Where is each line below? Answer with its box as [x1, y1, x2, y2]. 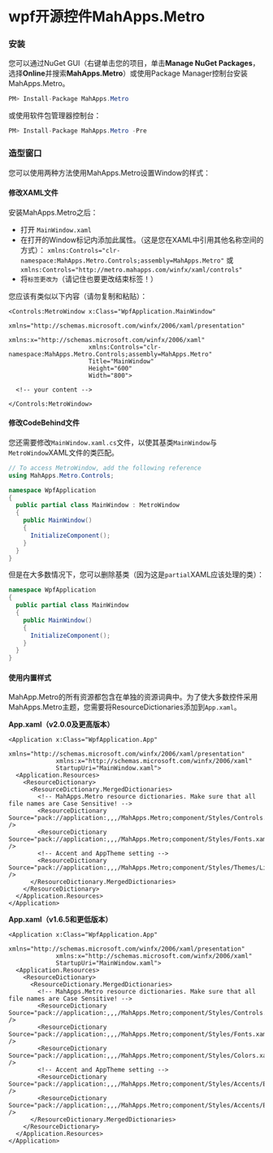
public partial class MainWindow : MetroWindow [15, 501, 180, 509]
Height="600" [88, 364, 132, 372]
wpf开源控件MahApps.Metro [8, 7, 206, 26]
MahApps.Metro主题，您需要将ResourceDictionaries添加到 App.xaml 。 [8, 702, 241, 712]
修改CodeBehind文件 [8, 418, 80, 427]
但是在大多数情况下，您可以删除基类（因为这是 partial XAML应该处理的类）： [8, 570, 264, 579]
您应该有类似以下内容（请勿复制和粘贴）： [8, 291, 148, 301]
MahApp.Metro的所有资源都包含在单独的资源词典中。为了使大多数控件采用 [8, 692, 258, 702]
